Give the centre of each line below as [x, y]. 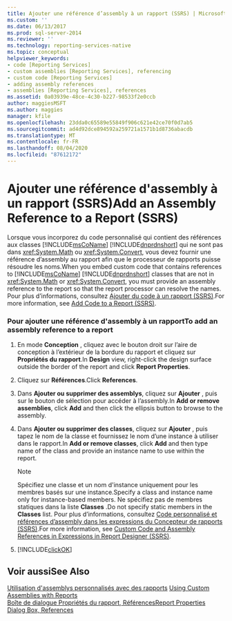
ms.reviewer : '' [30, 39]
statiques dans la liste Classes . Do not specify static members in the [115, 507]
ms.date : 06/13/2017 [37, 26]
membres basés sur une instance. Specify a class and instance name [115, 492]
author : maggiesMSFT [37, 103]
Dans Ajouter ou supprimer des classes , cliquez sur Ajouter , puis [113, 429]
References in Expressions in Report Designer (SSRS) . [94, 536]
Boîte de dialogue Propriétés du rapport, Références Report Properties [106, 602]
